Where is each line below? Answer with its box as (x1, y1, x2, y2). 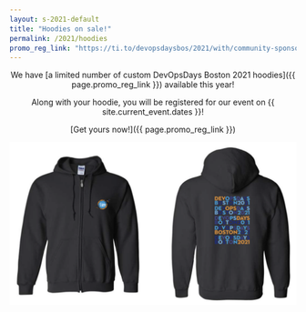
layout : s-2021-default (9, 15, 100, 24)
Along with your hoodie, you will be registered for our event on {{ (31, 96, 275, 108)
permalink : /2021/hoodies (9, 34, 107, 43)
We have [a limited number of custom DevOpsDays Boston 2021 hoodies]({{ (10, 69, 296, 81)
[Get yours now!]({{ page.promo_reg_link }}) (69, 124, 237, 136)
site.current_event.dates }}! (101, 106, 205, 117)
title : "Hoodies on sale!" (9, 24, 112, 34)
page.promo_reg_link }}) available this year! (71, 79, 235, 90)
